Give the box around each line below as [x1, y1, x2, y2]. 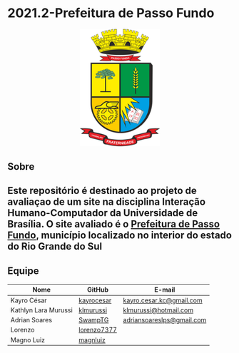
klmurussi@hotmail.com [123, 305, 194, 314]
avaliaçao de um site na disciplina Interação [7, 196, 205, 208]
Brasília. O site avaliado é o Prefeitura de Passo [7, 218, 220, 230]
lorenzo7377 [78, 326, 118, 334]
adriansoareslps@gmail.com [123, 316, 207, 324]
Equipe [7, 265, 39, 277]
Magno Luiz [10, 335, 45, 344]
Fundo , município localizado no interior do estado [7, 230, 232, 242]
